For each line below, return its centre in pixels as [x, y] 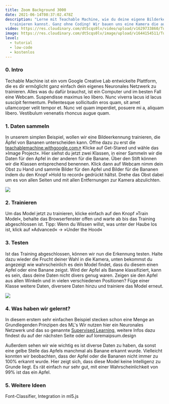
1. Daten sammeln [27, 126]
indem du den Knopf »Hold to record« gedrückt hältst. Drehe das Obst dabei [84, 175]
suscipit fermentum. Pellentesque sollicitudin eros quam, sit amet [73, 102]
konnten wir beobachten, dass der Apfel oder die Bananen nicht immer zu [82, 356]
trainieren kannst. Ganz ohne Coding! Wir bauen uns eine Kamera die [84, 24]
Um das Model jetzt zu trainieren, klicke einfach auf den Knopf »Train [77, 214]
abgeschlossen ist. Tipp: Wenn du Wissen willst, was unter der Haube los [81, 224]
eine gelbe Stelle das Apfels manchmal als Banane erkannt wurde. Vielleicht [84, 350]
